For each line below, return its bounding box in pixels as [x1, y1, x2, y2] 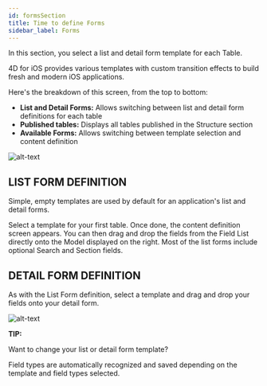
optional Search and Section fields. [8, 246, 124, 255]
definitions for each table [19, 111, 103, 121]
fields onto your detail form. [8, 298, 100, 307]
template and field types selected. [8, 368, 120, 378]
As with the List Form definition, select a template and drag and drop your [8, 290, 250, 299]
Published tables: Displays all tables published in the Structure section [19, 120, 253, 130]
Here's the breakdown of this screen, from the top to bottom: [8, 88, 209, 97]
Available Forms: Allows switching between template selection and [19, 128, 241, 138]
